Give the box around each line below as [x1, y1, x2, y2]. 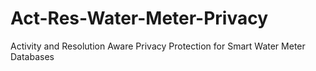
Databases [10, 50, 55, 62]
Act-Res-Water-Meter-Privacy [10, 7, 269, 30]
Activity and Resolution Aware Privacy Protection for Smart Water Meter [10, 40, 306, 52]
